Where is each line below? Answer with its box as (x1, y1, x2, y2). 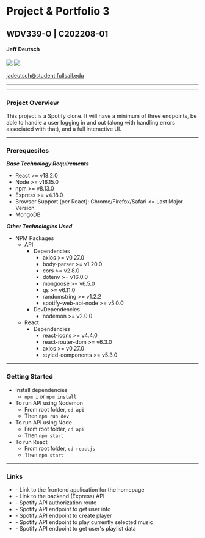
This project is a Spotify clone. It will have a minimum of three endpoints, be (6, 112, 197, 120)
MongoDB (15, 211, 41, 218)
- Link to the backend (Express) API (15, 492, 105, 500)
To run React (15, 438, 48, 445)
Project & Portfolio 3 (6, 4, 110, 18)
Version (15, 205, 35, 212)
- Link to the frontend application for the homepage (15, 485, 145, 493)
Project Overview (6, 98, 59, 107)
